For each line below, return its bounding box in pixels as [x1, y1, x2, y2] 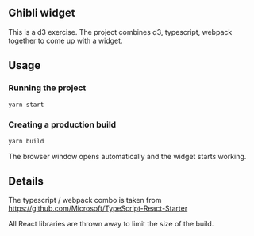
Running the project [8, 82, 87, 93]
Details [8, 174, 44, 188]
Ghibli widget [8, 6, 75, 20]
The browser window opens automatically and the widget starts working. [8, 151, 247, 161]
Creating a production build [8, 119, 117, 130]
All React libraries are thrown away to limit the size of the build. [8, 219, 214, 229]
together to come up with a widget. [8, 36, 123, 45]
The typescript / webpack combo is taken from [8, 196, 162, 205]
